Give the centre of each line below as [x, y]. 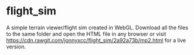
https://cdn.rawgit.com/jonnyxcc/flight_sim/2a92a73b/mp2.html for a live [96, 40]
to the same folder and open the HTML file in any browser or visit [86, 33]
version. [16, 47]
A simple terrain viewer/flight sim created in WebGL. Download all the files [97, 27]
